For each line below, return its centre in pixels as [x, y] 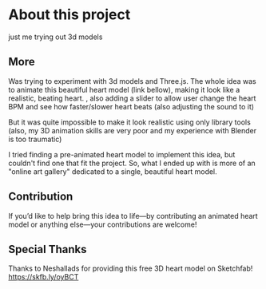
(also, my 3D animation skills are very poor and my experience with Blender [133, 130]
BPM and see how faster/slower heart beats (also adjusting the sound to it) [131, 106]
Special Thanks [48, 249]
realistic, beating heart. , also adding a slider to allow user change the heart [132, 98]
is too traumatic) [35, 139]
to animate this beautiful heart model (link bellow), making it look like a [124, 89]
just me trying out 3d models [56, 37]
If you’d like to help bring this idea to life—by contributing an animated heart [133, 216]
